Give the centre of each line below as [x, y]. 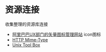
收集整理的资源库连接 [26, 24]
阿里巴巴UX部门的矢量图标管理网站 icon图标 [56, 34]
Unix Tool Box [26, 45]
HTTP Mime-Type [30, 39]
